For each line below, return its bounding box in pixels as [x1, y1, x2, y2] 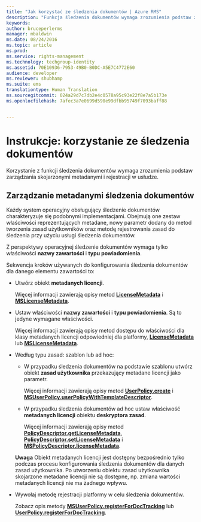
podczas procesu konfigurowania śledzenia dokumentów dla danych [14, 460, 184, 467]
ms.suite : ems [6, 82, 42, 87]
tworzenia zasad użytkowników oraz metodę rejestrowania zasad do [6, 225, 175, 233]
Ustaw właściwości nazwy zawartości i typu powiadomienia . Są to [14, 309, 182, 316]
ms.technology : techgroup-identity [6, 59, 95, 65]
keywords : [6, 20, 31, 26]
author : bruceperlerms [6, 25, 63, 32]
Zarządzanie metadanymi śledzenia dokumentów [6, 190, 194, 201]
